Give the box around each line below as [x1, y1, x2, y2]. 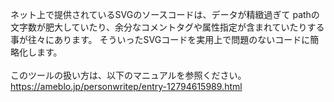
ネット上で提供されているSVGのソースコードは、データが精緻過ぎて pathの [10, 9, 320, 20]
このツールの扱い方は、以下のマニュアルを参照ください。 [10, 69, 247, 81]
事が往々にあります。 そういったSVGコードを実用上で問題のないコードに [10, 34, 311, 45]
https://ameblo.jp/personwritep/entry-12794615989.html [10, 81, 243, 92]
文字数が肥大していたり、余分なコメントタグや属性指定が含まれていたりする [10, 21, 325, 33]
